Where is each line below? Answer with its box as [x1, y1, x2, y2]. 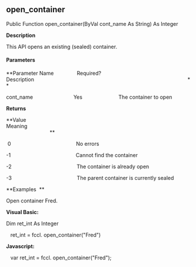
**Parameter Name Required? [6, 70, 102, 77]
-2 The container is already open [6, 163, 150, 170]
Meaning [6, 123, 28, 130]
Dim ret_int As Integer [6, 220, 59, 227]
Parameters [6, 56, 35, 64]
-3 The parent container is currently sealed [6, 175, 174, 182]
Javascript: [6, 243, 35, 250]
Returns [6, 105, 26, 112]
